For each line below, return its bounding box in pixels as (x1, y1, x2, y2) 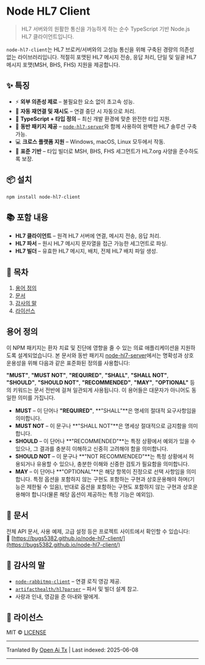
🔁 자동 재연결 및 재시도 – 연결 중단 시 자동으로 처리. (15, 107, 136, 115)
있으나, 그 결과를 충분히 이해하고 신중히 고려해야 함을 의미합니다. (15, 445, 169, 452)
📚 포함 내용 (6, 212, 49, 222)
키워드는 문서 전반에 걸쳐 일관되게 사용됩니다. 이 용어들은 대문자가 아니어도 (12, 386, 190, 394)
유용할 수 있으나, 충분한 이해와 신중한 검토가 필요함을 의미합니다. (36, 460, 190, 468)
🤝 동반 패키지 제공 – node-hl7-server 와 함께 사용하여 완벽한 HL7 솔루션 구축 (15, 123, 197, 130)
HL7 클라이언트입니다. (21, 32, 74, 40)
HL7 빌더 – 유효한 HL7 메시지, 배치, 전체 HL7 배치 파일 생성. (15, 247, 158, 255)
